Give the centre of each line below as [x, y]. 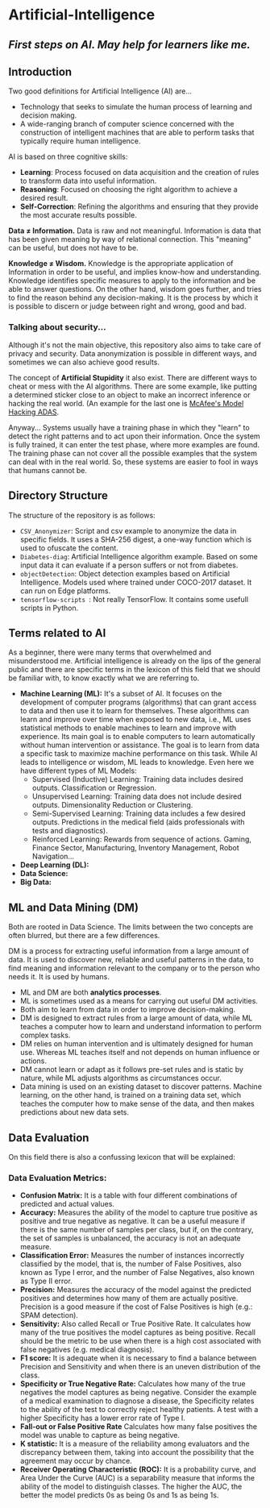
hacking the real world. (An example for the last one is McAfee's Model [126, 403]
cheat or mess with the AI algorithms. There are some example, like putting [133, 386]
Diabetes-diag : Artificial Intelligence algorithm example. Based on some [139, 556]
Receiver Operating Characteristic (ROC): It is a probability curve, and [138, 1469]
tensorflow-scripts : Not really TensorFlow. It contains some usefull [134, 599]
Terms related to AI [57, 633]
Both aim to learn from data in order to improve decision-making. [128, 1010]
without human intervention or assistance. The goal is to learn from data [140, 745]
